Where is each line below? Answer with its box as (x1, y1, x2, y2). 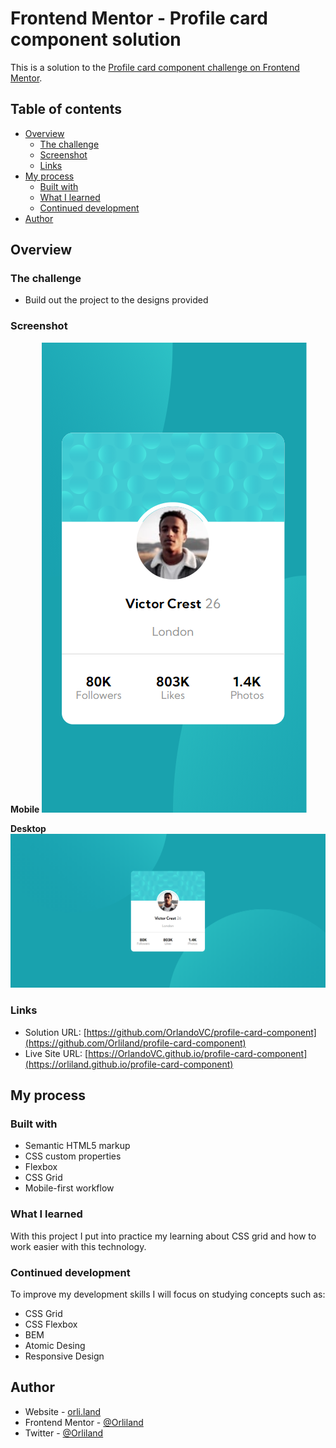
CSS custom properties (24, 1150, 122, 1162)
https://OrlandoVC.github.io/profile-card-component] (88, 1047, 308, 1059)
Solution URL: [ (24, 1026, 87, 1038)
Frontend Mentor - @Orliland (24, 1416, 144, 1428)
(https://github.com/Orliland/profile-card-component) (24, 1037, 247, 1049)
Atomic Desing (24, 1339, 86, 1351)
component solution (10, 28, 182, 51)
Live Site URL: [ (24, 1047, 89, 1059)
